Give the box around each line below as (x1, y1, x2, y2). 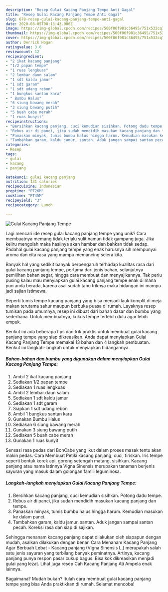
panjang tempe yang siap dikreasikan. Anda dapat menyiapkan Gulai (5, 334, 147, 340)
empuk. (5, 319, 21, 325)
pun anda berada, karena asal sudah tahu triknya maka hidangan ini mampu (5, 282, 162, 288)
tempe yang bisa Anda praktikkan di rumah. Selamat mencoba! (5, 581, 135, 587)
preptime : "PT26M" (5, 189, 44, 194)
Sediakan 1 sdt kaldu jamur (12, 395, 68, 401)
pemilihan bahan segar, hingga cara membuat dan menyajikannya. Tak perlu (5, 272, 163, 278)
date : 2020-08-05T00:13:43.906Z (5, 21, 73, 27)
